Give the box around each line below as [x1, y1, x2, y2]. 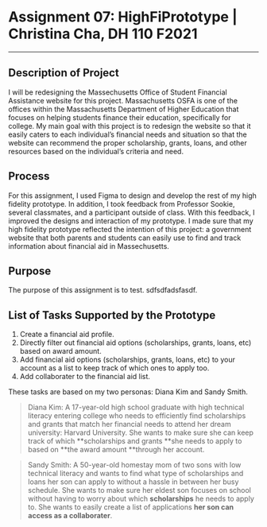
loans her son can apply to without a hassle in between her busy [27, 477, 239, 486]
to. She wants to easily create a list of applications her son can [27, 502, 234, 512]
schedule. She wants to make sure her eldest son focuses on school [27, 486, 252, 495]
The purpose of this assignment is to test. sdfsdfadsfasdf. [8, 285, 198, 295]
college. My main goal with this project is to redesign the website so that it [8, 121, 252, 130]
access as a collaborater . [27, 511, 113, 521]
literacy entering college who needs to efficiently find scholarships [27, 411, 246, 420]
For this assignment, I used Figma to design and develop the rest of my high [8, 191, 257, 200]
